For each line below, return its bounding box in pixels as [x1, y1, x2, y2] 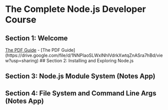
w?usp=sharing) [5, 58, 39, 63]
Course [5, 14, 36, 25]
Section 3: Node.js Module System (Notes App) [5, 72, 156, 81]
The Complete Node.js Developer [5, 3, 146, 15]
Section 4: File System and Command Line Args [5, 89, 156, 98]
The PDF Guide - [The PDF [5, 47, 60, 53]
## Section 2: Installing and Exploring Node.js [39, 58, 134, 63]
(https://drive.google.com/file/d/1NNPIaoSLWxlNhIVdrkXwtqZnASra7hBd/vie [5, 52, 163, 58]
